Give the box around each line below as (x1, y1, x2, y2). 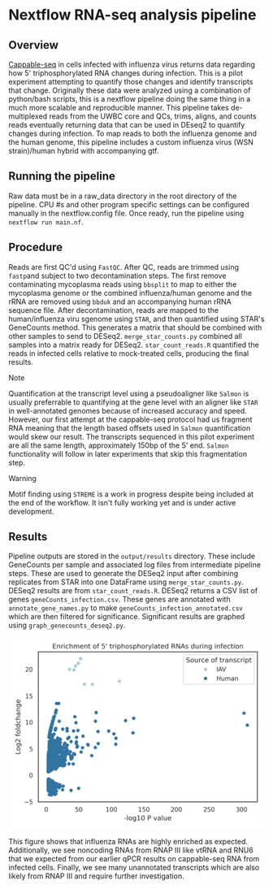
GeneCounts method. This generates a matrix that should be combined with (8, 323, 262, 332)
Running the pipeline (8, 169, 115, 184)
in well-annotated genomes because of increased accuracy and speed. (8, 405, 248, 415)
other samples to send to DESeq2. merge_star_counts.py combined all (8, 331, 242, 340)
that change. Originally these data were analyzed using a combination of (8, 85, 251, 95)
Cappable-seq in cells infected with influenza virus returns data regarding (8, 59, 256, 69)
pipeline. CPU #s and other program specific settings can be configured (8, 199, 249, 209)
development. (8, 506, 54, 516)
